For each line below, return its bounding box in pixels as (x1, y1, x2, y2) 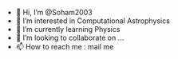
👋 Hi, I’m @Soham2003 (15, 8, 93, 17)
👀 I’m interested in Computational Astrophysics (15, 16, 170, 26)
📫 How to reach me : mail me (15, 42, 114, 51)
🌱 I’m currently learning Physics (15, 25, 121, 33)
